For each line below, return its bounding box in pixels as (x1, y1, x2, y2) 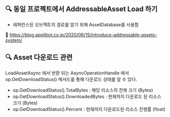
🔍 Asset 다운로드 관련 (5, 53, 73, 62)
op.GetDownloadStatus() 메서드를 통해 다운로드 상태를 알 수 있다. (5, 76, 137, 82)
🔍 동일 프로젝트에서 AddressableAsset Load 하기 (5, 5, 158, 14)
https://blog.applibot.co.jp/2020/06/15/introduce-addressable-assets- (9, 32, 157, 38)
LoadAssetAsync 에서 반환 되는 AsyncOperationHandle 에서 (5, 70, 129, 76)
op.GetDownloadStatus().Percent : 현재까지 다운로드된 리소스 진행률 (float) (12, 106, 166, 112)
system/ (5, 37, 22, 43)
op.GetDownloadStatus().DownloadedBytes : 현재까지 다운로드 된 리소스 (12, 93, 162, 99)
